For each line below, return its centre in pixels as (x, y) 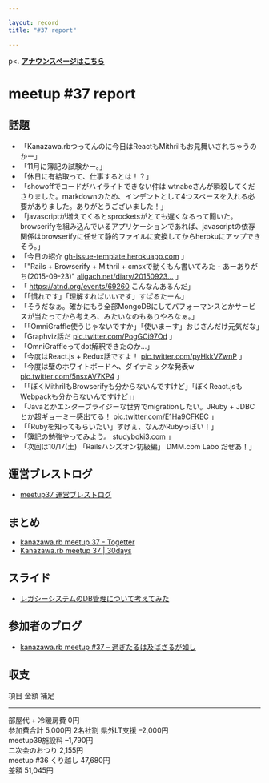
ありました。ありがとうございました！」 (101, 206)
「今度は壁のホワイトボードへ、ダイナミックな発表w (107, 366)
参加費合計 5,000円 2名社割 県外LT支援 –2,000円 (88, 730)
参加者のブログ (45, 626)
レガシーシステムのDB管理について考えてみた (94, 598)
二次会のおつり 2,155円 (46, 750)
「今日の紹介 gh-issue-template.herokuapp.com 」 (104, 256)
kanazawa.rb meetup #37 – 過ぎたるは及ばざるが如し (108, 647)
